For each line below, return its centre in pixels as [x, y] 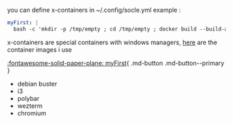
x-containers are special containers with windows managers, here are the [112, 42]
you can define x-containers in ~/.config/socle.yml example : [94, 10]
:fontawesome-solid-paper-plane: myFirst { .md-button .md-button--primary [116, 63]
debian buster [37, 84]
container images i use [40, 49]
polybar [28, 98]
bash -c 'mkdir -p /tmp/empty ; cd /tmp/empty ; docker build [105, 29]
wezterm [30, 106]
